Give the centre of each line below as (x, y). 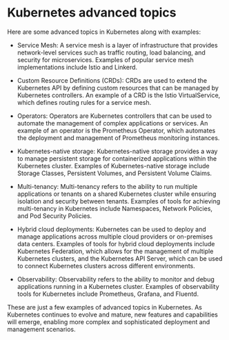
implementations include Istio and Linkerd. (77, 67)
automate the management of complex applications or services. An (112, 123)
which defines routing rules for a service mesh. (84, 102)
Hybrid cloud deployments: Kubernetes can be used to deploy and (111, 229)
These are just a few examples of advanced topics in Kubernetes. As (104, 307)
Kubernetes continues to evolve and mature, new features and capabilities (113, 314)
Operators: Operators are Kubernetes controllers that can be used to (114, 116)
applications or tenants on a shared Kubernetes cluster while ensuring (117, 194)
